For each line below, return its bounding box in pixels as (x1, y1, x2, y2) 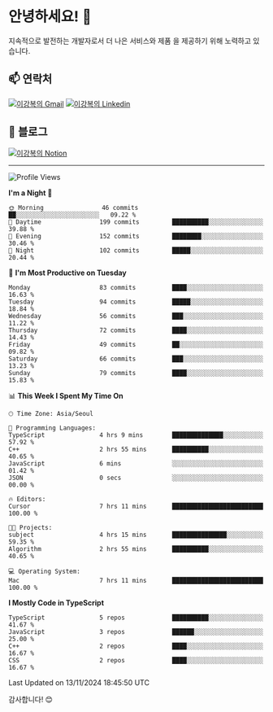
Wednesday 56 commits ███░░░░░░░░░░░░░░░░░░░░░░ (8, 312, 264, 320)
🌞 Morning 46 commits (8, 203, 139, 212)
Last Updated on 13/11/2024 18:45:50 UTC (8, 677, 150, 688)
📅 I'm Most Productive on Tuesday (8, 268, 128, 277)
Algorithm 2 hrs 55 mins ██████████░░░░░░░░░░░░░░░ (8, 544, 264, 553)
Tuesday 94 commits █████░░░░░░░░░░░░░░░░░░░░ (8, 298, 264, 306)
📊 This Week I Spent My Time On (8, 391, 123, 400)
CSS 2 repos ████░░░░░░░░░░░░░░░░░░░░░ (8, 656, 264, 664)
